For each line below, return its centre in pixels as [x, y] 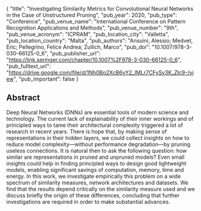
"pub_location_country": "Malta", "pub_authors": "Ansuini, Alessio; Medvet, [100, 41]
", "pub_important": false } [46, 79]
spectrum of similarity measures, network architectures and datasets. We [97, 182]
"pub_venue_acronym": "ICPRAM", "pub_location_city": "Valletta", [88, 34]
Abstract [23, 98]
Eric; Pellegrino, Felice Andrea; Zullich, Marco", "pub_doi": [78, 47]
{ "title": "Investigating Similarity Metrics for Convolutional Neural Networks [100, 9]
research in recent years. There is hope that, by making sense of [87, 131]
